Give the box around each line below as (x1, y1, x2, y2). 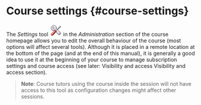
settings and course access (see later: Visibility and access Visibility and (6, 62, 186, 69)
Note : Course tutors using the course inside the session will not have (20, 80, 192, 87)
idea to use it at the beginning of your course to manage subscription (6, 55, 178, 63)
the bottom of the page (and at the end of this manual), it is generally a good (6, 50, 195, 57)
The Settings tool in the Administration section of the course (6, 30, 169, 38)
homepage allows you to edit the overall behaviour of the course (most (6, 37, 181, 44)
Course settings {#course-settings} (6, 4, 189, 18)
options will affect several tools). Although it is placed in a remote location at (6, 43, 195, 50)
